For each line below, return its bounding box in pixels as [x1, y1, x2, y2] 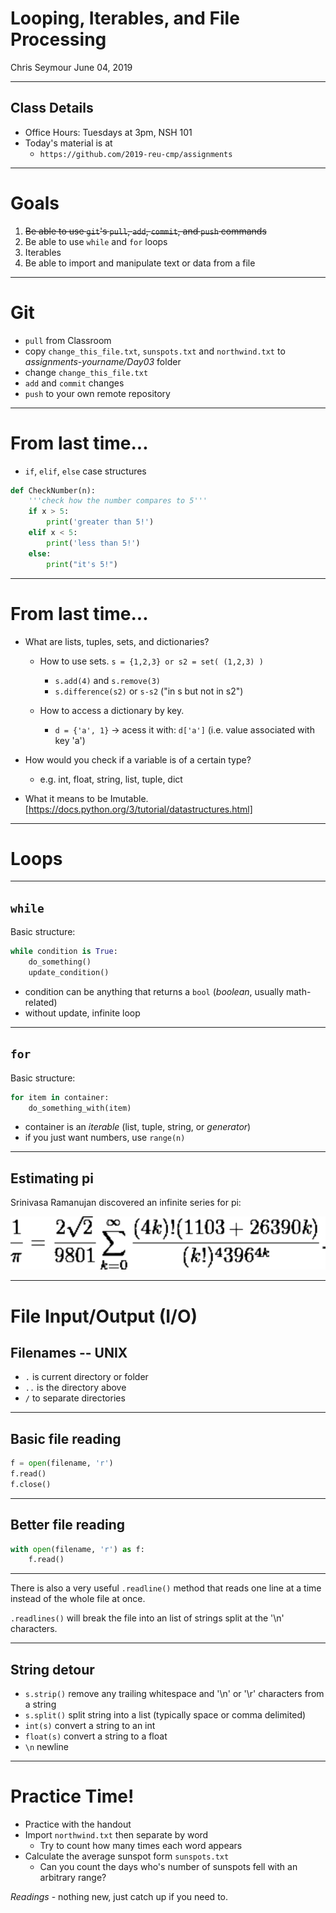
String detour [10, 1661, 95, 1678]
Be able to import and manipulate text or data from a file [24, 257, 256, 269]
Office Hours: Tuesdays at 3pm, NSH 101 [24, 126, 193, 138]
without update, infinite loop [24, 1007, 141, 1019]
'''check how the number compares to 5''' [28, 496, 208, 506]
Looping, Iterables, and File [10, 7, 240, 30]
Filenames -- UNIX [10, 1344, 128, 1361]
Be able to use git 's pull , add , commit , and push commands [24, 225, 267, 237]
